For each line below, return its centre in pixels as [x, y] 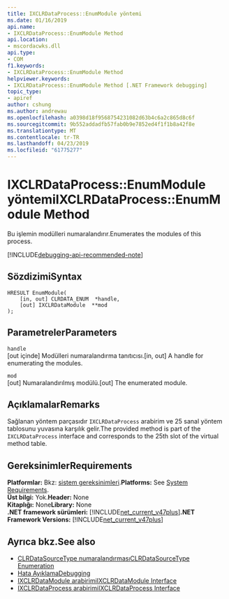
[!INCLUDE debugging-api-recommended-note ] [75, 254]
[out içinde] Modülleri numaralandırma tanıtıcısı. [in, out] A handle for [105, 355]
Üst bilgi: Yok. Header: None [48, 498]
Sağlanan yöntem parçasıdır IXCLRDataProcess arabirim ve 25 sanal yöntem [115, 421]
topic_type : [24, 92]
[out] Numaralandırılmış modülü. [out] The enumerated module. [97, 382]
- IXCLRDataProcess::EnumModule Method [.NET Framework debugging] [108, 85]
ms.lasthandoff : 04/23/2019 [48, 144]
